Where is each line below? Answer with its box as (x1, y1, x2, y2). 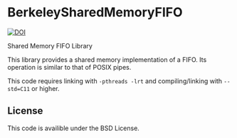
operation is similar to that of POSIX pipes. (7, 63, 132, 71)
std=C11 (7, 85, 31, 92)
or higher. (31, 84, 60, 92)
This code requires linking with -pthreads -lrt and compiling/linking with (7, 76, 223, 85)
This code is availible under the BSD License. (7, 124, 140, 132)
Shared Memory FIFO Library (7, 41, 93, 50)
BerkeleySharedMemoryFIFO (7, 4, 183, 21)
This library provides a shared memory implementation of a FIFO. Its (7, 55, 207, 64)
